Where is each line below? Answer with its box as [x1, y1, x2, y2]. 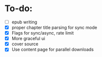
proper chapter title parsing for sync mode [11, 25, 97, 30]
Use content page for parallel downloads [11, 47, 94, 53]
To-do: [4, 3, 33, 14]
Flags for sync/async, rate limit [11, 30, 74, 36]
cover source [11, 41, 39, 47]
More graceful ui [11, 36, 45, 41]
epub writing [11, 19, 38, 25]
